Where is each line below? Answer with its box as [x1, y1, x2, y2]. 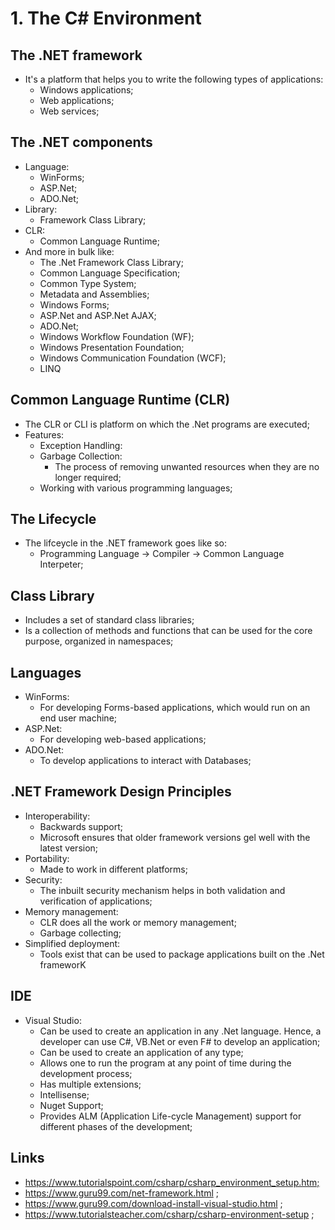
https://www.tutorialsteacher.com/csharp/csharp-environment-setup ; [24, 1208, 315, 1220]
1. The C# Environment [10, 7, 202, 30]
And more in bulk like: [24, 245, 115, 257]
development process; [39, 1067, 133, 1079]
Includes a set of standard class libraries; [24, 614, 195, 626]
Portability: [24, 852, 70, 864]
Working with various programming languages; [39, 482, 233, 494]
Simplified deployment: [24, 937, 121, 949]
